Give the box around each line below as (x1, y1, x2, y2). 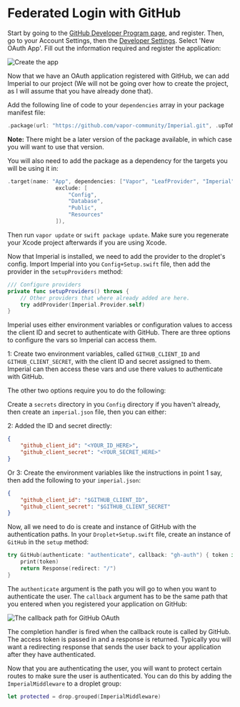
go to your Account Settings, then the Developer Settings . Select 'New (7, 36, 215, 44)
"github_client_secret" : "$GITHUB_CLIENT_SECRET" (20, 503, 171, 510)
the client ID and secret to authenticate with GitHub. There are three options (7, 328, 231, 337)
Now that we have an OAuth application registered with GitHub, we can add (7, 71, 230, 80)
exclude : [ (55, 184, 88, 192)
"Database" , (68, 198, 104, 205)
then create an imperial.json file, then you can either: (7, 407, 166, 416)
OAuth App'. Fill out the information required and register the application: (7, 44, 221, 52)
